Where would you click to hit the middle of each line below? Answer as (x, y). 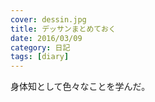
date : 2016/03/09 (46, 38)
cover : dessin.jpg (48, 19)
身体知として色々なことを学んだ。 (80, 87)
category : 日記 (40, 47)
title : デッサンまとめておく (63, 29)
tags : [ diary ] (40, 57)
